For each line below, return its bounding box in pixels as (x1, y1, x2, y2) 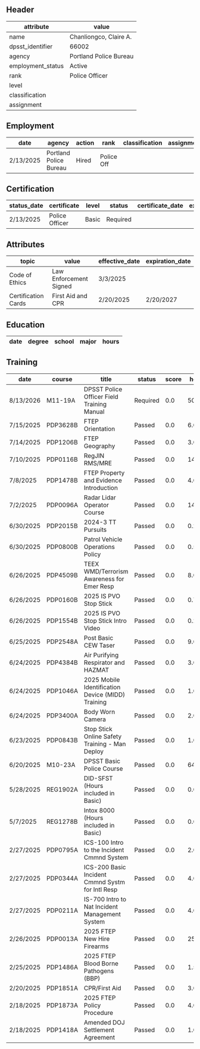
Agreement (83, 1033, 115, 1041)
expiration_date (145, 257, 191, 265)
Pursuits (83, 525, 107, 533)
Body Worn (83, 707, 115, 716)
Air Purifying (83, 651, 119, 659)
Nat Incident (83, 902, 118, 910)
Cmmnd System (83, 853, 129, 861)
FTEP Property (83, 468, 125, 477)
